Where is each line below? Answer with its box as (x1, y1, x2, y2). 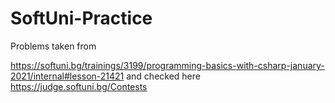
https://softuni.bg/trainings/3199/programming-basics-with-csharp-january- (10, 59, 325, 71)
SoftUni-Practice (10, 7, 153, 30)
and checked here (126, 70, 201, 82)
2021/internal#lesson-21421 (10, 70, 125, 82)
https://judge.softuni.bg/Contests (10, 80, 148, 92)
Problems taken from (10, 40, 97, 52)
